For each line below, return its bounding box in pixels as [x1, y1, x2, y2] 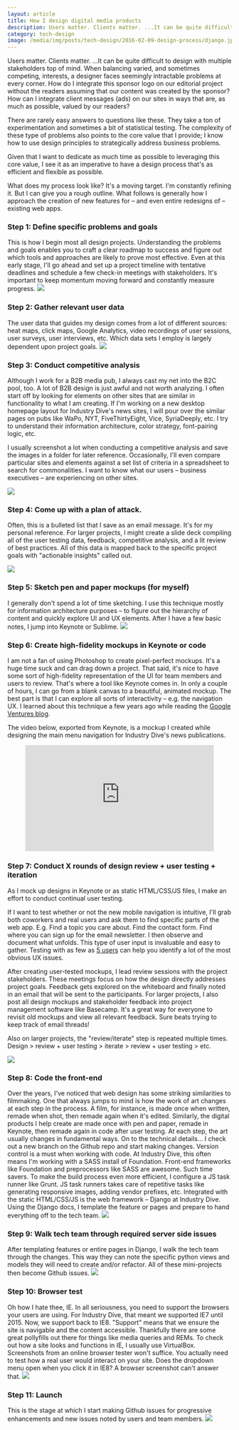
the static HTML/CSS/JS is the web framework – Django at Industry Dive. [7, 1195, 221, 1203]
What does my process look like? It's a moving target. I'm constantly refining [7, 181, 232, 190]
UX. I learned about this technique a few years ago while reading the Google [7, 701, 231, 710]
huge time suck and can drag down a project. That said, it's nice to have [7, 664, 219, 672]
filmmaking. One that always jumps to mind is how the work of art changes [7, 1097, 226, 1105]
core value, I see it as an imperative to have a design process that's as [7, 160, 213, 168]
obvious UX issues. [7, 953, 64, 962]
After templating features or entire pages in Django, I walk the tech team [7, 1245, 219, 1254]
